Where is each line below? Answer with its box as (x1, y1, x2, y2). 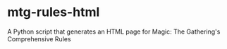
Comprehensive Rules (7, 34, 72, 43)
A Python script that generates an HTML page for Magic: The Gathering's (7, 27, 221, 36)
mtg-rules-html (7, 4, 100, 20)
